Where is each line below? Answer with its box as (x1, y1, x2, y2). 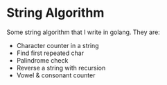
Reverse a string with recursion (16, 63, 106, 72)
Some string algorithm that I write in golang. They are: (6, 28, 160, 36)
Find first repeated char (16, 49, 85, 57)
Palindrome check (16, 56, 69, 64)
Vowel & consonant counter (16, 71, 96, 79)
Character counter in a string (16, 41, 99, 49)
